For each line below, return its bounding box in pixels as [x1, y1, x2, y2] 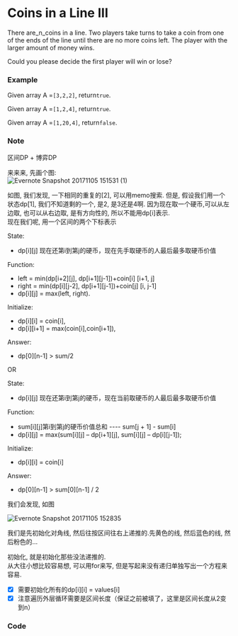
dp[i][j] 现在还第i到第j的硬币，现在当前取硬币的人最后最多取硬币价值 [17, 393, 217, 402]
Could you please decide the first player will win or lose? [7, 57, 172, 65]
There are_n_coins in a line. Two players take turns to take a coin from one [7, 28, 225, 37]
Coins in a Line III [7, 5, 108, 21]
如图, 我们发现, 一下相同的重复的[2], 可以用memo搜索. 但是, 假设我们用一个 [7, 191, 225, 199]
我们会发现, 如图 [7, 499, 55, 508]
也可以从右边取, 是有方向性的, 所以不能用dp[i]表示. [23, 208, 170, 217]
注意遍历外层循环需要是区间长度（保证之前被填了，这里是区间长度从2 [17, 594, 221, 603]
